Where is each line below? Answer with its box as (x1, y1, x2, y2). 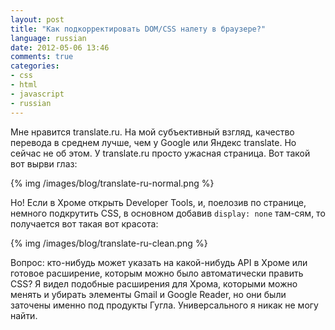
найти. (10, 309, 38, 321)
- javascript (10, 89, 65, 99)
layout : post (10, 14, 65, 25)
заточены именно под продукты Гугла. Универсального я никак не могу (10, 299, 319, 311)
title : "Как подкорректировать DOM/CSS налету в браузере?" (10, 24, 267, 34)
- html (10, 80, 38, 90)
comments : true (10, 52, 74, 62)
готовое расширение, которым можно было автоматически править (10, 267, 304, 279)
